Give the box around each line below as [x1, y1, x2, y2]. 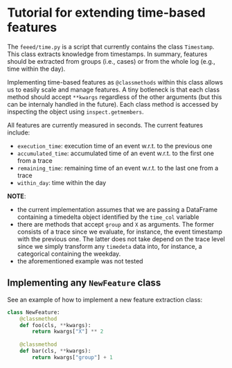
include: [7, 128, 30, 137]
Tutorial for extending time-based [7, 5, 206, 21]
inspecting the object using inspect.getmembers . [7, 107, 144, 116]
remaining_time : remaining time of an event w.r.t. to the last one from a [17, 164, 219, 172]
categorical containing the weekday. [17, 249, 121, 258]
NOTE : [7, 192, 26, 200]
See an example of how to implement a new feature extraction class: [7, 295, 203, 304]
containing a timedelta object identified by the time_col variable [17, 213, 199, 221]
